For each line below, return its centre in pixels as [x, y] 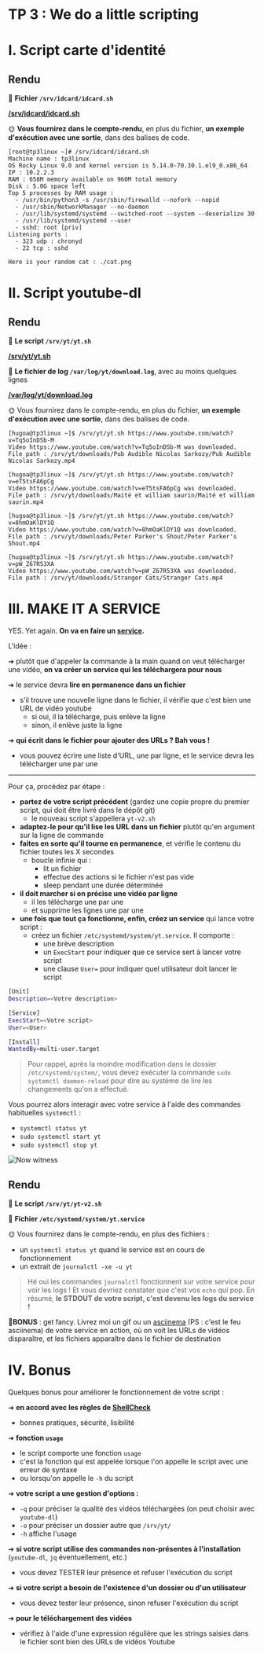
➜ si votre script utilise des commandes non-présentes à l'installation [125, 1549]
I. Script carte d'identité [87, 51]
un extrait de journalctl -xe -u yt [76, 1266]
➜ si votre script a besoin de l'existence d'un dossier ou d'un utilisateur [127, 1588]
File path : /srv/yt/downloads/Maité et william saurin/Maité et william [132, 496]
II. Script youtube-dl [75, 293]
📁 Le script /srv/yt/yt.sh [50, 341]
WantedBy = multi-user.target [54, 1049]
